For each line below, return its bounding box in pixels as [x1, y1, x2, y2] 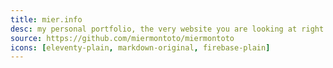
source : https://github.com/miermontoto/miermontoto [10, 33, 235, 43]
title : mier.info [10, 14, 83, 25]
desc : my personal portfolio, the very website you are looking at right [10, 24, 325, 34]
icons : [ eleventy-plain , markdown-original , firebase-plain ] [10, 42, 271, 53]
